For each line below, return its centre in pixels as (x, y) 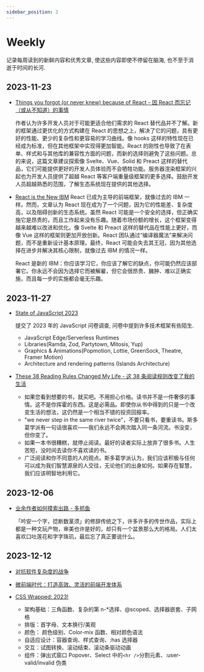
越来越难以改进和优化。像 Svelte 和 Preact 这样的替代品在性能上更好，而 (106, 228)
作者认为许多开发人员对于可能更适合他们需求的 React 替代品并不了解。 (104, 123)
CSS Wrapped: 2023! (42, 596)
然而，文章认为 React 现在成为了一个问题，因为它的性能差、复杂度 (109, 204)
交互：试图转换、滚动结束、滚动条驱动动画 (78, 647)
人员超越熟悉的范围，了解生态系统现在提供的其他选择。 (84, 184)
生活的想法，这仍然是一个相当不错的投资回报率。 (91, 412)
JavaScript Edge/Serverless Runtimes (72, 338)
